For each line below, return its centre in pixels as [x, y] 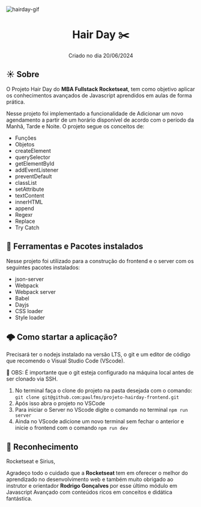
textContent [29, 195]
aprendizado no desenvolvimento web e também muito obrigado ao [90, 479]
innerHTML [29, 202]
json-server [29, 279]
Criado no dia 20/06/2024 [101, 55]
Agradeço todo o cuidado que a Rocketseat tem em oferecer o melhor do [97, 473]
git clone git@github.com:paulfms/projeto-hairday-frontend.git [97, 397]
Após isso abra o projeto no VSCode [60, 403]
